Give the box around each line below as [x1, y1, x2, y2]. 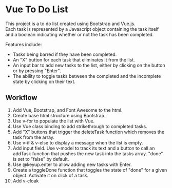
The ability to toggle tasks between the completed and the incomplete [12, 73, 161, 79]
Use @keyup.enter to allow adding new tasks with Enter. [12, 161, 132, 168]
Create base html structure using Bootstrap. [12, 112, 106, 118]
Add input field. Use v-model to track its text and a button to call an [12, 145, 155, 151]
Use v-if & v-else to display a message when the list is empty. [12, 139, 143, 145]
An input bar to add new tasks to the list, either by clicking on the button [12, 62, 165, 68]
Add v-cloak [12, 178, 39, 184]
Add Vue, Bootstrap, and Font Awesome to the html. [12, 107, 123, 113]
